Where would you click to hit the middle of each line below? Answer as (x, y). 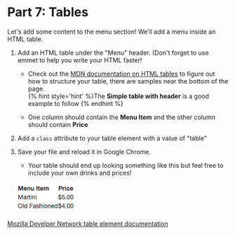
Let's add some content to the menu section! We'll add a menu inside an (112, 32)
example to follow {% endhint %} (76, 103)
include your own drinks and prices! (80, 173)
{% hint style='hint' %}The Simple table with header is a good (118, 96)
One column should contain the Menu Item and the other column (122, 117)
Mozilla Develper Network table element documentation (88, 223)
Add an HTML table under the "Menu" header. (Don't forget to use (113, 53)
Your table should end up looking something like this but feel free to (126, 165)
